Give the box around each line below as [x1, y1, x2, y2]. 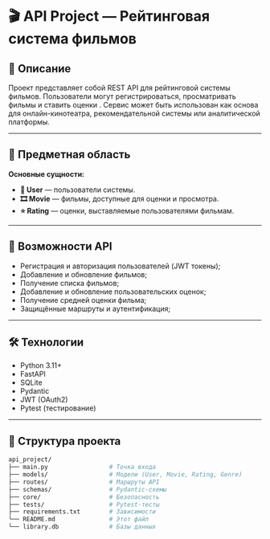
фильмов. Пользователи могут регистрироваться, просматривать [8, 92, 237, 101]
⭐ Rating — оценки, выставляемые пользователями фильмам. [19, 206, 235, 215]
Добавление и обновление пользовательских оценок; [19, 287, 207, 296]
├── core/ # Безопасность [8, 492, 160, 501]
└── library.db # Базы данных [8, 523, 157, 531]
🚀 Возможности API [8, 239, 112, 254]
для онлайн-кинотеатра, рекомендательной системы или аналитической [8, 108, 261, 118]
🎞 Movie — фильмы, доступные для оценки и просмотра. [19, 194, 219, 203]
